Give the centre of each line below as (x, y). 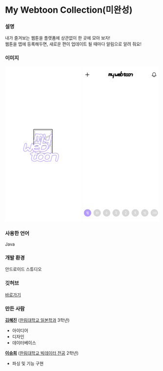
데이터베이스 (24, 343)
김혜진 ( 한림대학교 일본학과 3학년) (37, 320)
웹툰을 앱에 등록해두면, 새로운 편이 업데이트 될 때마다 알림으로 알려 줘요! (73, 44)
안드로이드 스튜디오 (23, 269)
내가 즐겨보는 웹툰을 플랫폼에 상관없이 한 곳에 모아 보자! (58, 38)
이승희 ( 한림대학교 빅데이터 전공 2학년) (42, 353)
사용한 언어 (17, 233)
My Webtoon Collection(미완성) (69, 10)
